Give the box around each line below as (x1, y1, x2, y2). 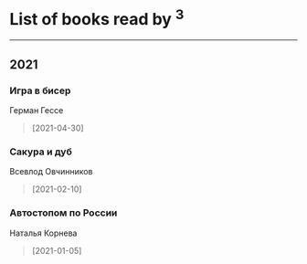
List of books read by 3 (9, 5, 185, 30)
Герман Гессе (9, 104, 64, 115)
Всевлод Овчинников (9, 166, 93, 177)
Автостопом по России (9, 206, 118, 219)
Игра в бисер (9, 84, 71, 97)
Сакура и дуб (9, 145, 73, 158)
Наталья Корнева (9, 227, 78, 238)
